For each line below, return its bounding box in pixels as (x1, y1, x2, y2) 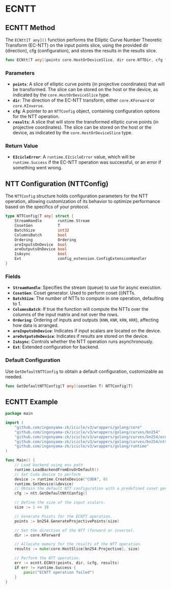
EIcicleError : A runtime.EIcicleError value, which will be (12, 154, 135, 160)
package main (5, 411, 33, 416)
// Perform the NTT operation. (14, 555, 81, 561)
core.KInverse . (12, 103, 44, 109)
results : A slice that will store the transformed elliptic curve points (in (12, 119, 159, 125)
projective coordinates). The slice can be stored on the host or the (12, 124, 152, 130)
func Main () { (5, 458, 36, 463)
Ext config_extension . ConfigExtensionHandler (14, 256, 147, 261)
